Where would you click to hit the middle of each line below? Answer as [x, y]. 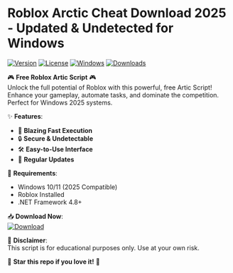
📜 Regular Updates [46, 159]
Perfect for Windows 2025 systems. [60, 102]
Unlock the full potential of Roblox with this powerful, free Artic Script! [110, 87]
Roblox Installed [41, 194]
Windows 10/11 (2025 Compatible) [67, 187]
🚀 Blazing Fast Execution [55, 130]
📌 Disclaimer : [27, 240]
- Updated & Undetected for [91, 28]
